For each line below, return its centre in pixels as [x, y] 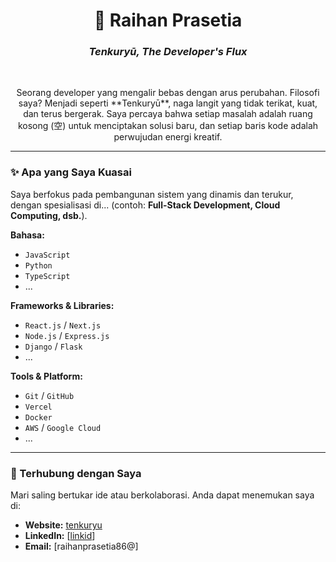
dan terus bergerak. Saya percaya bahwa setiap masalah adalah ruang [168, 114]
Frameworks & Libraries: [62, 305]
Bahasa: [27, 235]
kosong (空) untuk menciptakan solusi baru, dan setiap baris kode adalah [168, 126]
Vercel [38, 407]
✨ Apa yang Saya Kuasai [71, 172]
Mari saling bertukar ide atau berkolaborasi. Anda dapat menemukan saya [162, 495]
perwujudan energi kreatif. [168, 137]
